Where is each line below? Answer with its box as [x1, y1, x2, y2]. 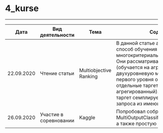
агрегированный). [116, 88, 159, 95]
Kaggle [79, 114, 96, 121]
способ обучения [116, 45, 158, 52]
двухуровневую [116, 70, 154, 76]
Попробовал [116, 108, 146, 115]
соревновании [40, 117, 74, 124]
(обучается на [116, 64, 150, 71]
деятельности [40, 31, 75, 38]
